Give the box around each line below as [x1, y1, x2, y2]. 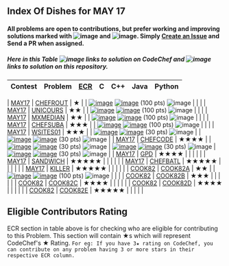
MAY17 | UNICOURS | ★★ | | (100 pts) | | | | [7, 106, 208, 114]
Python [154, 82, 179, 91]
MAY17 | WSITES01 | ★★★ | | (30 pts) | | [7, 128, 201, 136]
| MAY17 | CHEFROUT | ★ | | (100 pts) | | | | [7, 99, 206, 107]
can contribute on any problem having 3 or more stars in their [7, 246, 195, 253]
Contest [10, 82, 38, 91]
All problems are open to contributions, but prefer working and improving [7, 24, 221, 33]
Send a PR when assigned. [7, 39, 84, 47]
